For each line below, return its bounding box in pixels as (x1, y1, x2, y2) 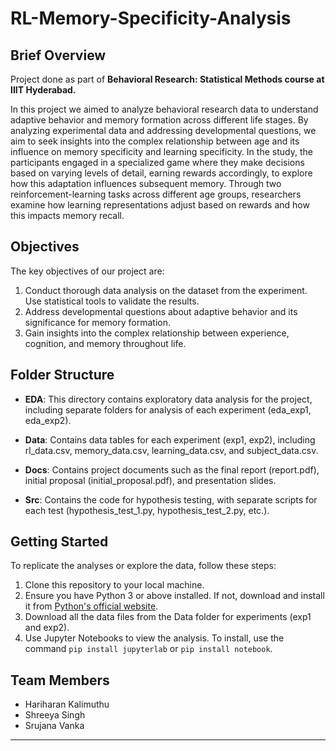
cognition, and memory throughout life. (24, 337, 187, 349)
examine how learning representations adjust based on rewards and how (10, 199, 310, 211)
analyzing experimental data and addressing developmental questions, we (10, 125, 317, 136)
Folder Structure (10, 367, 115, 384)
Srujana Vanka (24, 720, 85, 732)
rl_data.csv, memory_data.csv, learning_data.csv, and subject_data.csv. (24, 444, 319, 456)
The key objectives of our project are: (10, 265, 165, 277)
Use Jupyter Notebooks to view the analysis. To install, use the (24, 632, 285, 644)
